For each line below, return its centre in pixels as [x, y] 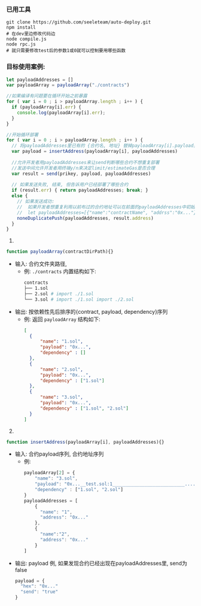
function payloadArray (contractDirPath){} [60, 252]
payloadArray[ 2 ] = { [49, 473]
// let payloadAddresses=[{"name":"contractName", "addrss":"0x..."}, [108, 213]
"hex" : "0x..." [39, 586]
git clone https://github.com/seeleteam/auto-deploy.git [79, 22]
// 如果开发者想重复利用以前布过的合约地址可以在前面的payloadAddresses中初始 [106, 207]
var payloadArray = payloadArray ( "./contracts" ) [68, 85]
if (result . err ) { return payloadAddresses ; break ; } [80, 190]
